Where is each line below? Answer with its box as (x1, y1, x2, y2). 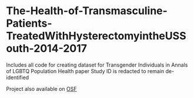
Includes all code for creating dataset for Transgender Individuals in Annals (6, 61, 188, 68)
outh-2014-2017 (6, 42, 87, 55)
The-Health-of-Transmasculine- (6, 4, 168, 18)
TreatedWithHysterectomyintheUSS (6, 30, 186, 43)
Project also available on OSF (6, 85, 77, 92)
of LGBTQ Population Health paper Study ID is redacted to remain (6, 67, 165, 74)
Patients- (6, 17, 52, 30)
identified (6, 74, 29, 81)
